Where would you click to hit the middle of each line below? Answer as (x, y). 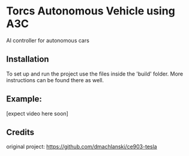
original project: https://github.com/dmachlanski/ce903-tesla (82, 147)
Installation (28, 59)
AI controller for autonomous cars (48, 40)
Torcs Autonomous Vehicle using (91, 11)
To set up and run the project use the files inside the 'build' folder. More (95, 74)
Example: (24, 99)
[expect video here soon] (37, 113)
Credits (20, 132)
